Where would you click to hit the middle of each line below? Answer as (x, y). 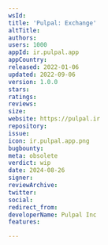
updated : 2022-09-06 (42, 75)
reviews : (22, 104)
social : (21, 200)
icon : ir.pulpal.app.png (49, 141)
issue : (19, 133)
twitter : (22, 192)
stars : (19, 89)
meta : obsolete (33, 155)
